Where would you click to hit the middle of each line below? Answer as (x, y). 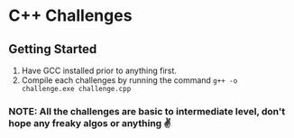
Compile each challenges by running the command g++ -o (129, 80)
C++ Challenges (70, 16)
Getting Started (53, 49)
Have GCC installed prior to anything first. (99, 70)
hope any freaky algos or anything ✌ (90, 123)
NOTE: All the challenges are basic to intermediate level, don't (147, 111)
